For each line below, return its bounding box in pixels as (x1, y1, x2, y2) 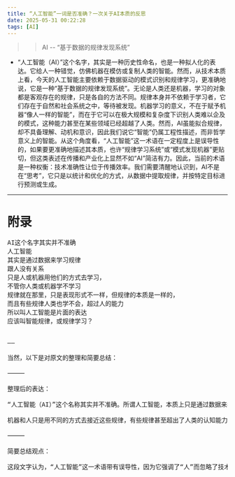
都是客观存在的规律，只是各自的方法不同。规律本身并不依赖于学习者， (17, 93, 220, 101)
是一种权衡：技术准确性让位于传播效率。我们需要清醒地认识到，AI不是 (17, 163, 220, 171)
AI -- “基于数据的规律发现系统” (41, 43, 131, 52)
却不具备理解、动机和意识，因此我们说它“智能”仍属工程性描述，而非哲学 (17, 128, 226, 136)
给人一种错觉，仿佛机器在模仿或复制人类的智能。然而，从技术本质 (36, 67, 226, 75)
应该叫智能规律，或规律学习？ (7, 317, 93, 325)
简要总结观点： (7, 448, 50, 455)
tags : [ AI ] (7, 23, 39, 30)
